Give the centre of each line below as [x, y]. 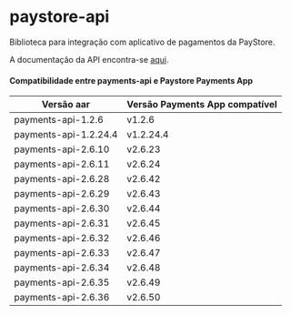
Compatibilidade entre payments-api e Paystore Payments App [131, 80]
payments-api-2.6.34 [62, 268]
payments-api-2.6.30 [62, 208]
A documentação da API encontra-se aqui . [89, 59]
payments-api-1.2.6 [59, 120]
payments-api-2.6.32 [62, 239]
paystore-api [60, 17]
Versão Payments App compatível [202, 105]
